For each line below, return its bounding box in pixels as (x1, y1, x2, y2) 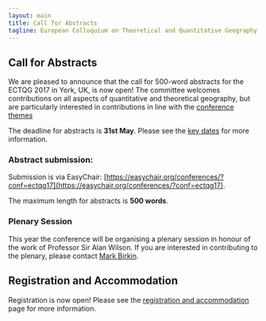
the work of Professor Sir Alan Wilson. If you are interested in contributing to (8, 242, 258, 252)
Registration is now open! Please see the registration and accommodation (8, 295, 249, 304)
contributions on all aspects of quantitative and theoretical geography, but (8, 94, 251, 103)
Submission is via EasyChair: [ (8, 172, 107, 182)
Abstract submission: (8, 154, 94, 165)
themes (8, 110, 33, 120)
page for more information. (8, 304, 97, 313)
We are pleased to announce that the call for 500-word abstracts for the (8, 77, 245, 87)
